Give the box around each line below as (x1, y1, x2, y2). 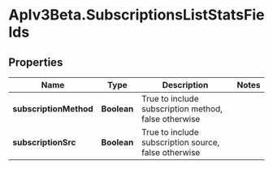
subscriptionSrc (12, 136, 76, 148)
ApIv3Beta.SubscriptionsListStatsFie (8, 6, 265, 24)
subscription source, (141, 136, 220, 148)
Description (162, 80, 209, 90)
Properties (8, 55, 63, 69)
